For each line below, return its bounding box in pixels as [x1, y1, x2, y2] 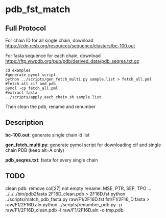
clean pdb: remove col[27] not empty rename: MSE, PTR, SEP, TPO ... [5, 185, 152, 192]
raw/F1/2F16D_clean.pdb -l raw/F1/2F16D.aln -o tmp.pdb [5, 207, 124, 213]
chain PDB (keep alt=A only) [5, 147, 65, 153]
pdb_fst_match [5, 4, 70, 15]
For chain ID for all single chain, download [5, 37, 93, 43]
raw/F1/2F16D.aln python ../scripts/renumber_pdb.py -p [5, 201, 123, 207]
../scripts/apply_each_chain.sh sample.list [5, 95, 102, 100]
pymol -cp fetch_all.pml [5, 86, 58, 91]
